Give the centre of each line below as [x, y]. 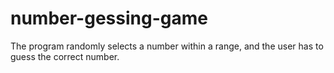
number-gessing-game [109, 18]
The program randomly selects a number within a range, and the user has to [167, 46]
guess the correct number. [65, 56]
